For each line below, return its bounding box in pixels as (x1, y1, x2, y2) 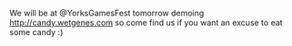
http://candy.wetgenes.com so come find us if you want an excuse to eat (9, 17, 284, 28)
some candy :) (9, 27, 64, 37)
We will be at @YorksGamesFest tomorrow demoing (9, 8, 205, 18)
